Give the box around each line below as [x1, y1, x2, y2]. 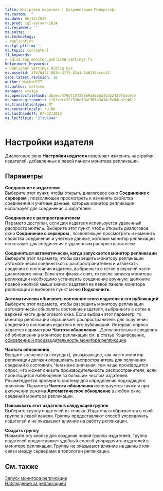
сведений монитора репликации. [5, 393, 74, 399]
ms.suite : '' [5, 30, 32, 35]
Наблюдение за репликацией [5, 480, 67, 487]
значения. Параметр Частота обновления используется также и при [5, 383, 149, 389]
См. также [5, 462, 39, 471]
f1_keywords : [5, 52, 32, 57]
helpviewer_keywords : [5, 61, 49, 66]
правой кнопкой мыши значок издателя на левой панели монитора [5, 281, 145, 287]
